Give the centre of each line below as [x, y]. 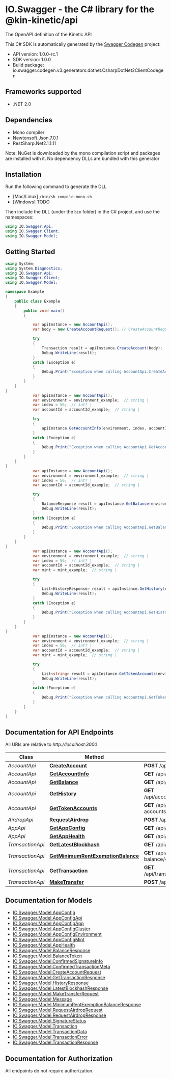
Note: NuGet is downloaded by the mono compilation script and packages [83, 153]
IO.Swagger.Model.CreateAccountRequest [57, 972]
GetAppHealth [67, 837]
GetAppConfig [67, 828]
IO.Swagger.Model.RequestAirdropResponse [59, 1015]
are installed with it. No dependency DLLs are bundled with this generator [82, 158]
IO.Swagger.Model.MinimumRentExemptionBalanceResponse [77, 1005]
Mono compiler [28, 132]
